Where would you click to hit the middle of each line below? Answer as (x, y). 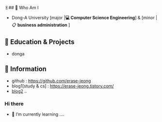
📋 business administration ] (41, 25)
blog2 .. (19, 91)
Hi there (14, 104)
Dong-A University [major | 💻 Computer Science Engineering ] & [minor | (84, 17)
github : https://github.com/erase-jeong (51, 81)
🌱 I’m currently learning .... (38, 114)
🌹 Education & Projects (40, 42)
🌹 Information (25, 69)
